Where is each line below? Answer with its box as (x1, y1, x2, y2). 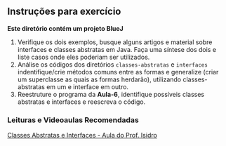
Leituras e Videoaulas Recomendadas (7, 115, 139, 125)
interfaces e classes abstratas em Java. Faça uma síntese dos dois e (17, 45, 216, 53)
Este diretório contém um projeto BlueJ (7, 24, 124, 32)
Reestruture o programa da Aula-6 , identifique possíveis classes (17, 90, 205, 98)
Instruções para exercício (7, 6, 121, 18)
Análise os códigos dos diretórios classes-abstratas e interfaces (17, 60, 208, 69)
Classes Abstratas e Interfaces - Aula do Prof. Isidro (7, 131, 158, 140)
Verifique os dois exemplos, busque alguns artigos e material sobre (17, 38, 213, 46)
